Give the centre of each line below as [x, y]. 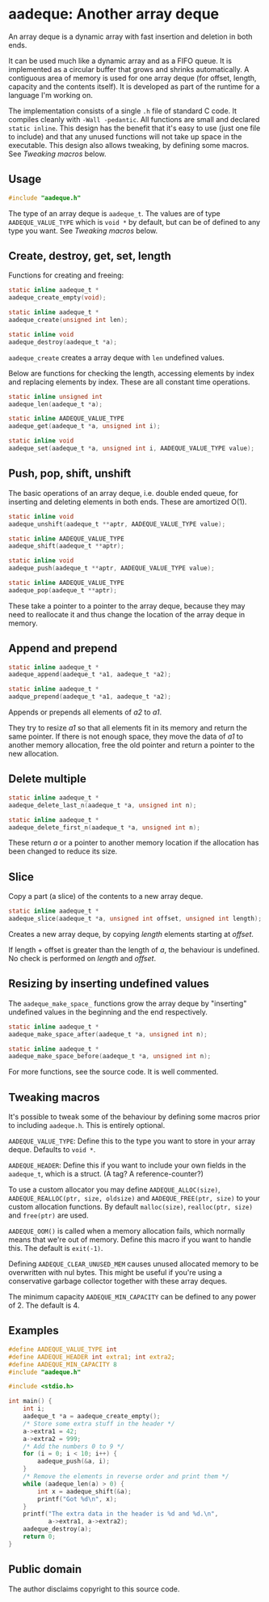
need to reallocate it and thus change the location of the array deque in [127, 614]
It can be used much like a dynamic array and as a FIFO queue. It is [120, 61]
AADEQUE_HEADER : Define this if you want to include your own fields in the [127, 1165]
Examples [34, 1331]
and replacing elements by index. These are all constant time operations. [129, 382]
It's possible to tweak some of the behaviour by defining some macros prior [134, 1117]
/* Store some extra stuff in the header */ [99, 1424]
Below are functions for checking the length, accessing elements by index [131, 373]
